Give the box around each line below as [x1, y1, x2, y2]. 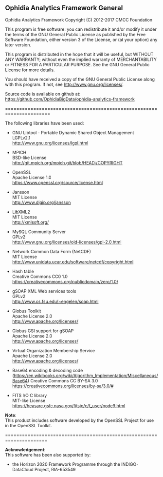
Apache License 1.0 [12, 174, 52, 180]
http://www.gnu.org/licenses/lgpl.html [12, 140, 89, 146]
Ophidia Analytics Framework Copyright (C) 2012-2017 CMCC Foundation [5, 17, 153, 22]
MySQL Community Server [12, 229, 66, 235]
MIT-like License [12, 397, 46, 403]
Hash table [12, 268, 34, 274]
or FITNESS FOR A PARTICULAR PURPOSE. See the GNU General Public [5, 61, 150, 67]
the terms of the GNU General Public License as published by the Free [5, 31, 146, 37]
